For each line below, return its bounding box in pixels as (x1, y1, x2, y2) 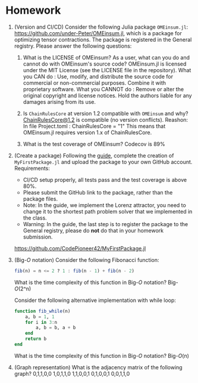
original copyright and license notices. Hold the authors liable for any (23, 92, 192, 99)
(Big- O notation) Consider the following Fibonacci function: (14, 256, 159, 263)
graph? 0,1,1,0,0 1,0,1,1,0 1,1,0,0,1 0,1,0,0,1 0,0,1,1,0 (14, 370, 130, 377)
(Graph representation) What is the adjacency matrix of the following (14, 363, 183, 370)
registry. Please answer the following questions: (14, 42, 132, 50)
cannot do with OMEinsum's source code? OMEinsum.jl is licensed (23, 60, 187, 67)
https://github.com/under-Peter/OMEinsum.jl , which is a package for (14, 29, 182, 36)
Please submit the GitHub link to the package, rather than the (23, 189, 173, 196)
